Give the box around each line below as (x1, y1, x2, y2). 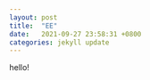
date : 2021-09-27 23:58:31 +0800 (9, 29, 142, 38)
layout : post (9, 12, 58, 22)
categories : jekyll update (9, 37, 110, 47)
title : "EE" (9, 21, 58, 30)
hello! (9, 62, 29, 73)
